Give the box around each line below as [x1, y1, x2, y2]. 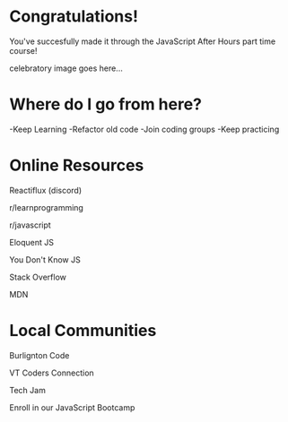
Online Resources [9, 155, 144, 176]
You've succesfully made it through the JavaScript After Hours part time [9, 36, 276, 47]
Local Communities [9, 321, 157, 340]
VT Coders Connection [9, 367, 94, 378]
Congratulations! [9, 6, 139, 27]
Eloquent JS [9, 237, 54, 247]
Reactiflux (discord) [9, 185, 83, 195]
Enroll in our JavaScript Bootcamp [9, 401, 135, 413]
